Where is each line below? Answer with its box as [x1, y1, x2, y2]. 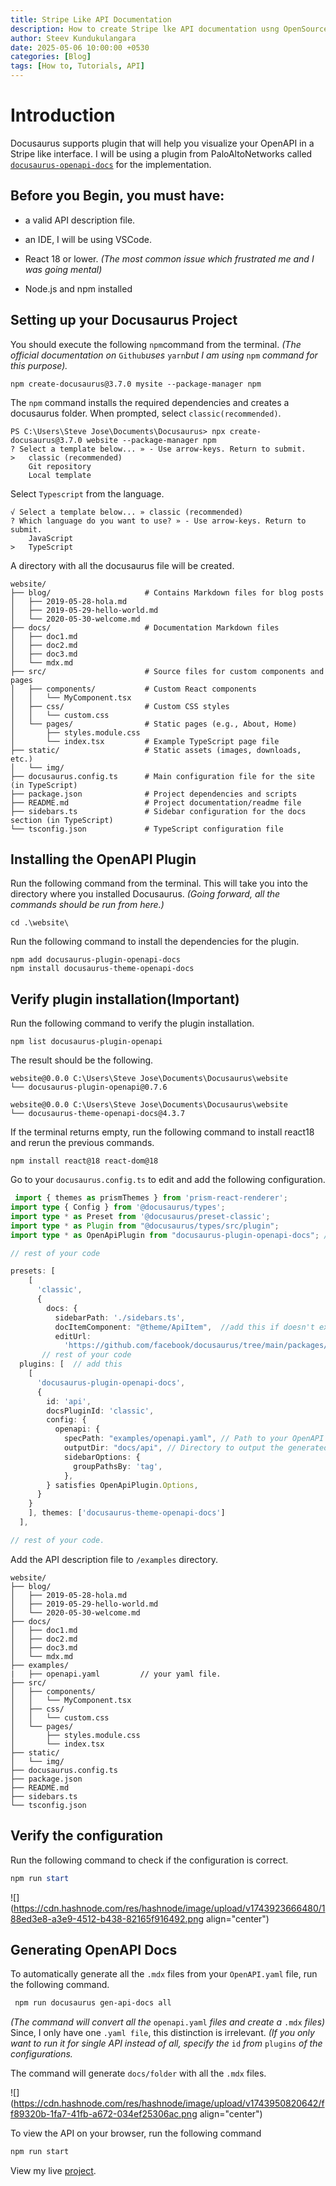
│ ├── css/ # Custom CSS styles [10, 701, 230, 711]
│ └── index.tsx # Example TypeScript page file [10, 736, 280, 746]
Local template [28, 470, 92, 480]
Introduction [10, 104, 116, 127]
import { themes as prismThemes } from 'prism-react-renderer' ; [14, 1193, 288, 1203]
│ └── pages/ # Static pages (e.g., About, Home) [10, 719, 298, 729]
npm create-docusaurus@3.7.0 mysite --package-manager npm [10, 379, 262, 389]
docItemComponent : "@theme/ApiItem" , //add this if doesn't [54, 1322, 315, 1332]
